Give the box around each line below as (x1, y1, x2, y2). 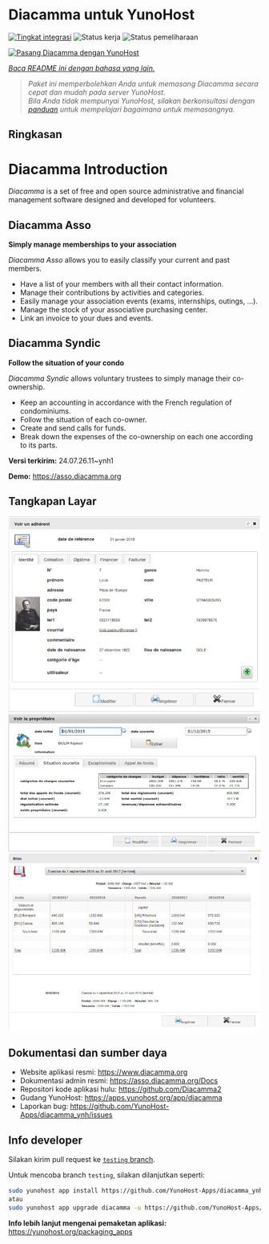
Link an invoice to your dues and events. (19, 313, 154, 323)
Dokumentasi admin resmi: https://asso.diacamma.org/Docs (19, 1076, 219, 1086)
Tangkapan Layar (8, 495, 97, 508)
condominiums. (19, 406, 71, 415)
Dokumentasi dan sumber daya (8, 1046, 167, 1060)
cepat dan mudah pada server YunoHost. (27, 87, 166, 97)
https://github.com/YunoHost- (70, 1102, 170, 1111)
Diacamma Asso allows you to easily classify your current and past (8, 255, 231, 265)
